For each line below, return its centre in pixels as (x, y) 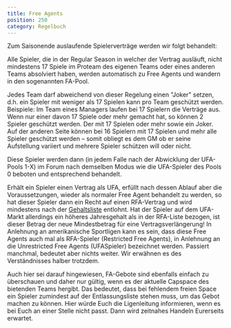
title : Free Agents (35, 13)
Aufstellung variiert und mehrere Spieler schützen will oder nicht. (99, 146)
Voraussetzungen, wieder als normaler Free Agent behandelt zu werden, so (114, 195)
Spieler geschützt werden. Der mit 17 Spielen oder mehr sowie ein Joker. (110, 124)
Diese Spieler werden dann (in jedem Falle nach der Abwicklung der (103, 160)
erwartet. (20, 318)
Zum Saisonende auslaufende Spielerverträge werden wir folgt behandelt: (112, 46)
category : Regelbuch (37, 26)
